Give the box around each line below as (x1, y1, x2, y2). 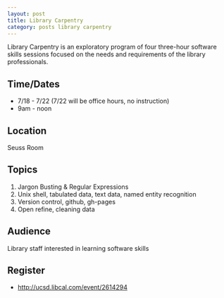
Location (7, 125, 47, 137)
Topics (7, 163, 38, 176)
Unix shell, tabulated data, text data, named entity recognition (17, 190, 197, 198)
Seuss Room (7, 144, 44, 151)
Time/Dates (7, 78, 60, 90)
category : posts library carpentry (7, 23, 112, 30)
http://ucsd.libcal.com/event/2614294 (17, 283, 128, 292)
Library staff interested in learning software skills (7, 244, 149, 252)
